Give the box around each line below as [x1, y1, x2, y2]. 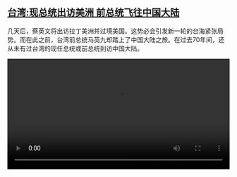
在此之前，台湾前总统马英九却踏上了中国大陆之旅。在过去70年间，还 [25, 35, 225, 44]
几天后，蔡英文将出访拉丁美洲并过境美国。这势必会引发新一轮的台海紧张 [7, 27, 217, 35]
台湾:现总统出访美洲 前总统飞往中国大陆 [7, 6, 180, 19]
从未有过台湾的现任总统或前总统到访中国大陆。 [7, 44, 143, 53]
